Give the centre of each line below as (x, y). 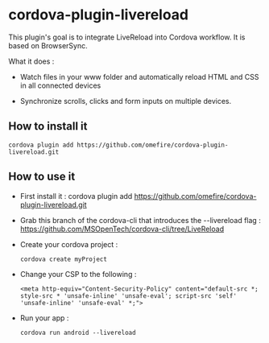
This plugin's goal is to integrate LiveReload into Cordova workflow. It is (127, 37)
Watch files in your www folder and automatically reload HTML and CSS (139, 76)
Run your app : (44, 318)
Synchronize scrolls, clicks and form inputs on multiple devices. (126, 101)
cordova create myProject (63, 259)
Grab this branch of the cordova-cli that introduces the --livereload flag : (141, 220)
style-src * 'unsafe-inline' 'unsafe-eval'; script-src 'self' (128, 295)
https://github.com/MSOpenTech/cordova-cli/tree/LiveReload (122, 229)
